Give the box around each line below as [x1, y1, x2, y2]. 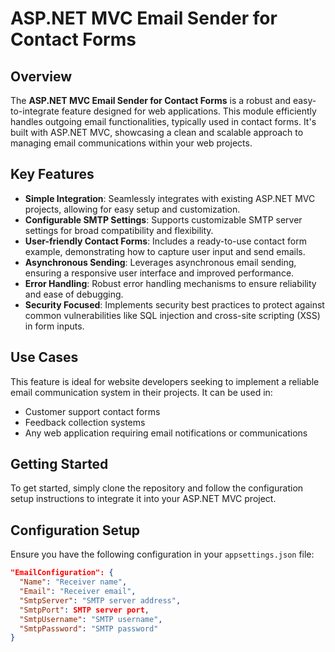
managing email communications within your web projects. [10, 137, 253, 149]
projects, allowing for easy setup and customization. [24, 203, 241, 215]
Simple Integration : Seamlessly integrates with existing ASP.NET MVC [24, 192, 316, 204]
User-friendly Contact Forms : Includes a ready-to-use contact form [24, 235, 307, 247]
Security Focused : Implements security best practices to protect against [24, 298, 325, 311]
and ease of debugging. [24, 288, 124, 300]
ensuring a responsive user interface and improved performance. [24, 267, 295, 279]
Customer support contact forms [24, 405, 161, 417]
